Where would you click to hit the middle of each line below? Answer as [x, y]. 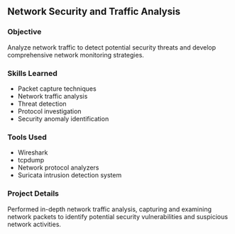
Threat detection [42, 104]
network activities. [34, 224]
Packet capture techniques [57, 89]
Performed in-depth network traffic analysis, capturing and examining [109, 209]
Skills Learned [33, 73]
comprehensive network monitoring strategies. [76, 55]
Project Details [33, 194]
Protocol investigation [49, 111]
